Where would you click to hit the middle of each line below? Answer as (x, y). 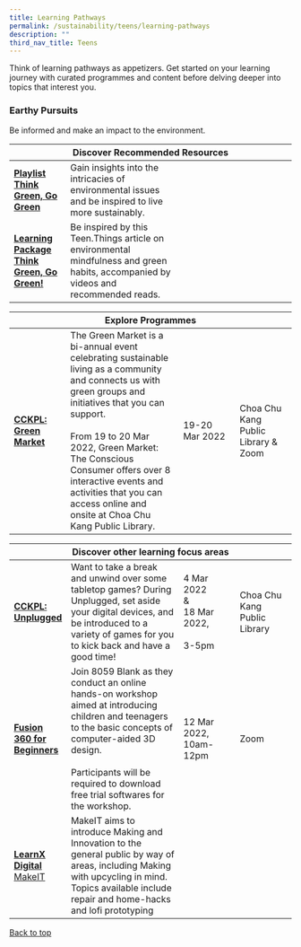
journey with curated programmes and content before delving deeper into (145, 78)
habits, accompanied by (121, 272)
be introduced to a (109, 623)
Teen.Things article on (117, 238)
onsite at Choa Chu (111, 514)
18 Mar (199, 611)
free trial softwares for (117, 794)
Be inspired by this (109, 227)
